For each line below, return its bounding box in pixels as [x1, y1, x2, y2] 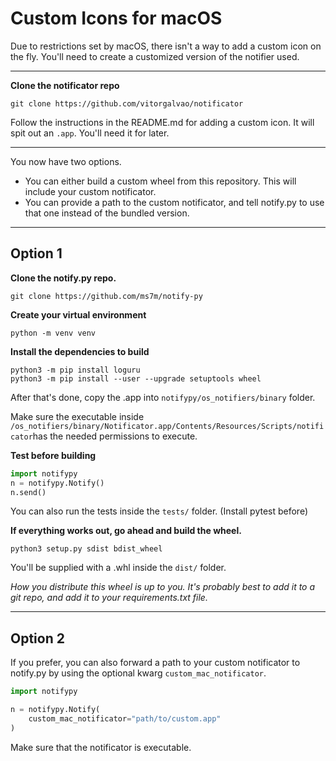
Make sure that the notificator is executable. [10, 741, 192, 753]
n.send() [10, 487, 47, 497]
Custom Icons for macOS [10, 7, 223, 30]
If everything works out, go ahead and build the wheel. [10, 525, 242, 537]
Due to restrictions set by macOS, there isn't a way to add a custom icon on [10, 40, 322, 52]
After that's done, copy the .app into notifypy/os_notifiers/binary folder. [10, 391, 316, 403]
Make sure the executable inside [10, 410, 145, 422]
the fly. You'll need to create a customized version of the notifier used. [10, 50, 300, 62]
